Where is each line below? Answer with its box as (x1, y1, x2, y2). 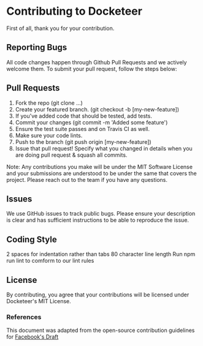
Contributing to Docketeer (6, 4, 143, 18)
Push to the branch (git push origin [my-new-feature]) (15, 138, 151, 145)
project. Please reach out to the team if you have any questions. (6, 176, 167, 183)
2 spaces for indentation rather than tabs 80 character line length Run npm (6, 250, 196, 258)
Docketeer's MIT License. (6, 298, 72, 304)
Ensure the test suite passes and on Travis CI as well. (15, 125, 150, 132)
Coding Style (6, 234, 57, 244)
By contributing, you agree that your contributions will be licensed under (6, 291, 190, 298)
